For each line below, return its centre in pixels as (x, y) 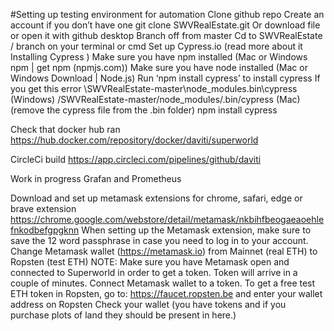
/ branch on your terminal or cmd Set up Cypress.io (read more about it (156, 46)
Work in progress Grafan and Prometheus (96, 178)
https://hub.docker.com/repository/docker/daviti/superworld (134, 140)
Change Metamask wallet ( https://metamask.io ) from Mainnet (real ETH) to (164, 251)
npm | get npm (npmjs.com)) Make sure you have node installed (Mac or (159, 67)
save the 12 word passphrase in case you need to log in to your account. (159, 240)
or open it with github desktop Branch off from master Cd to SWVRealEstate (166, 35)
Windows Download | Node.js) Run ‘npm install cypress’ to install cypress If (165, 78)
